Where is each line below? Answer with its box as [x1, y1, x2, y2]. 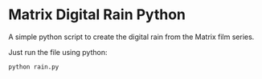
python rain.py [8, 62, 59, 71]
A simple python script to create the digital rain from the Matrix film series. [8, 32, 255, 41]
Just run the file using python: [8, 47, 108, 57]
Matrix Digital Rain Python [8, 6, 186, 24]
